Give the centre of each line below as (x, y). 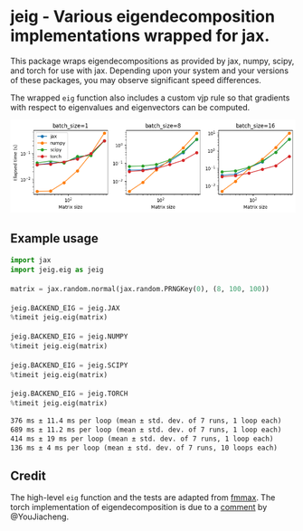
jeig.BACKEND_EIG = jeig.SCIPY (69, 365)
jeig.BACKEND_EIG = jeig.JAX (65, 308)
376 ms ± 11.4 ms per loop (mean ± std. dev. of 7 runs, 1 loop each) (146, 421)
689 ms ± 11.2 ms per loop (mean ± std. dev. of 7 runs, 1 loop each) (146, 430)
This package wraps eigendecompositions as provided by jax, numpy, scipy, (152, 61)
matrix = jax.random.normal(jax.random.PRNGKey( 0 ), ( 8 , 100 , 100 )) (140, 289)
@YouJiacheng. (40, 517)
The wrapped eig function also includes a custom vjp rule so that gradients (150, 98)
